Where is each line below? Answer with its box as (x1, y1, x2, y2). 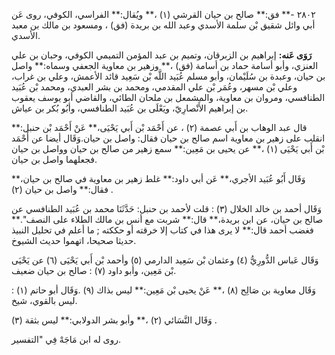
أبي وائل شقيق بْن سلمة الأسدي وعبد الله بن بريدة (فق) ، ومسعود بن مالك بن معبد (11, 19, 316, 31)
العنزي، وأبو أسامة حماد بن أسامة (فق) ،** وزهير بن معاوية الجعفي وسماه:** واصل (11, 60, 319, 71)
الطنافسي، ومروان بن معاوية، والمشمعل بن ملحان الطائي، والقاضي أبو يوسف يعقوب (11, 92, 326, 103)
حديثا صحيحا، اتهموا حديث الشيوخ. (11, 235, 137, 246)
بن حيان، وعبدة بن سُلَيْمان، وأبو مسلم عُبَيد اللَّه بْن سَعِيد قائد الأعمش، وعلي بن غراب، (11, 70, 326, 82)
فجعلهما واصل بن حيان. (11, 154, 98, 165)
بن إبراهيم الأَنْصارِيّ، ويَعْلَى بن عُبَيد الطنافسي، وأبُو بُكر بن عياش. (11, 102, 249, 114)
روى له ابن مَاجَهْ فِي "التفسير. (11, 334, 122, 345)
